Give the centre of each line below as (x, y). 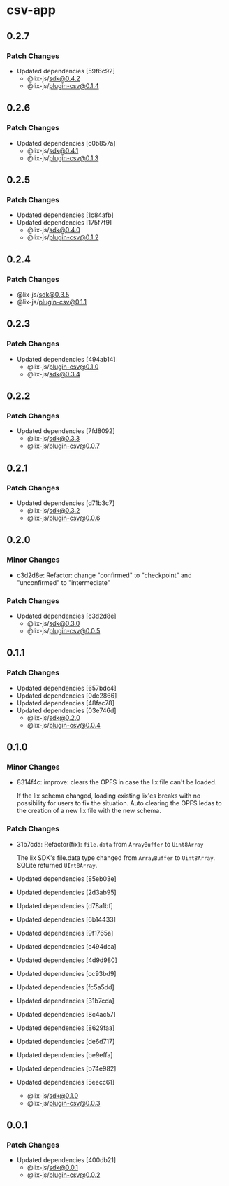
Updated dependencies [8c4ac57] (66, 1014)
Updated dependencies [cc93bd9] (66, 973)
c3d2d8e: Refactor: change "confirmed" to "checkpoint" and (104, 575)
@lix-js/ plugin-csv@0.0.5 (64, 630)
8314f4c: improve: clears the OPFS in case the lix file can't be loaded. (117, 782)
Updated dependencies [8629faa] (66, 1028)
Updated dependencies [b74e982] (66, 1068)
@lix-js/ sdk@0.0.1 (52, 1168)
